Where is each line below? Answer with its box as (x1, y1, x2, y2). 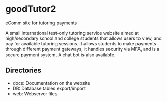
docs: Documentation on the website (12, 80, 90, 86)
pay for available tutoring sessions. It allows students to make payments (5, 40, 156, 46)
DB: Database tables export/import (12, 85, 86, 91)
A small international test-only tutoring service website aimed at (5, 30, 139, 36)
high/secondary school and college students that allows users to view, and (5, 35, 162, 41)
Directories (5, 66, 42, 75)
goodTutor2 (5, 3, 57, 15)
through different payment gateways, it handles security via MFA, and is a (5, 46, 160, 52)
